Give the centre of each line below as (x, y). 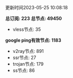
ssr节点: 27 (25, 57)
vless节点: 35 (27, 29)
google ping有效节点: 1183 (33, 40)
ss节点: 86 (23, 70)
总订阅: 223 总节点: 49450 (34, 18)
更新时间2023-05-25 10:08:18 (36, 7)
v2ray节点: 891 (28, 51)
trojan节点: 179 (28, 64)
